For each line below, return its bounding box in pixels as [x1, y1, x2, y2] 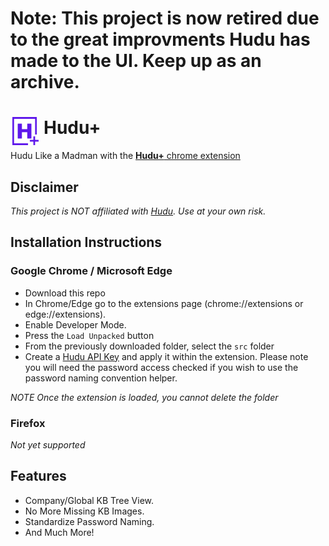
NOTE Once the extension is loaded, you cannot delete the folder [10, 391, 279, 403]
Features [10, 468, 67, 485]
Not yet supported [10, 438, 86, 451]
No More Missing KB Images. [24, 505, 145, 517]
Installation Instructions [10, 234, 163, 251]
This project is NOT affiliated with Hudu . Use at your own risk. [10, 205, 267, 217]
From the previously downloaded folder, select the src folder [24, 340, 275, 352]
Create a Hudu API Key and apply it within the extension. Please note [24, 350, 309, 362]
